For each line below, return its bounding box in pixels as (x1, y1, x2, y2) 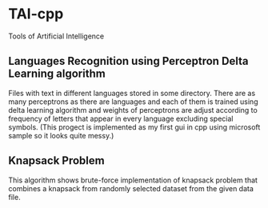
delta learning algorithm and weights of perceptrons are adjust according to (8, 105, 258, 114)
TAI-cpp (8, 5, 64, 23)
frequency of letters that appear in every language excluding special (8, 114, 234, 123)
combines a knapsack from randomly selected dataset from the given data (8, 183, 254, 193)
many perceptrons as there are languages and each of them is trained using (8, 97, 258, 106)
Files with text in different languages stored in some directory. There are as (8, 88, 256, 98)
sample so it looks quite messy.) (8, 130, 114, 140)
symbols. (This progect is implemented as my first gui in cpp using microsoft (8, 122, 261, 132)
